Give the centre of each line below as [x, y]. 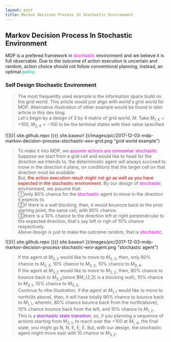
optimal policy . [21, 72]
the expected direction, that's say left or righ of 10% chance [81, 221]
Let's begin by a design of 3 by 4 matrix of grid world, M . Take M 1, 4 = [91, 119]
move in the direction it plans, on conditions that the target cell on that [91, 167]
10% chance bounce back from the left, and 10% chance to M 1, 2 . [86, 310]
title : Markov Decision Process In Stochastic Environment [69, 15]
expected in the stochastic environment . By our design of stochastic [90, 183]
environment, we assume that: [50, 189]
